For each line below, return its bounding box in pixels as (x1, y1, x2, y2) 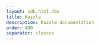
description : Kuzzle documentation (6, 19, 95, 25)
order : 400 (6, 25, 33, 31)
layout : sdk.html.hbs (6, 8, 60, 15)
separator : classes (6, 30, 55, 36)
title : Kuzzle (6, 14, 42, 20)
